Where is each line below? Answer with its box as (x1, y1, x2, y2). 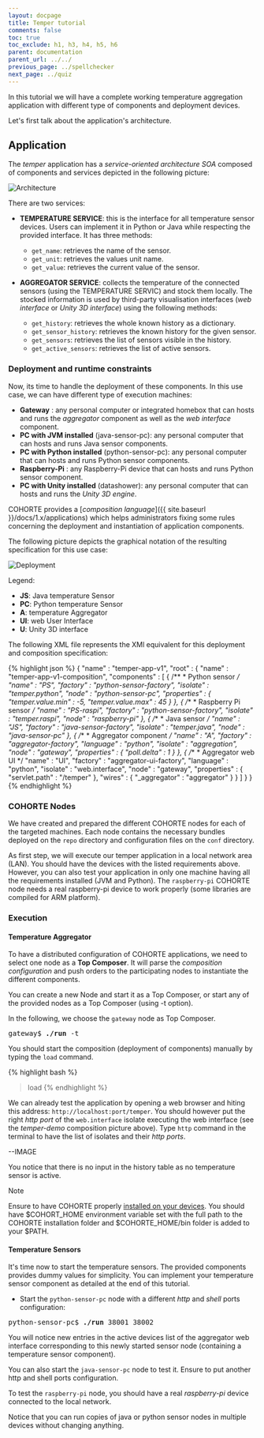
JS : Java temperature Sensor (19, 590, 115, 600)
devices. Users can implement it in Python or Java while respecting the (19, 222, 251, 232)
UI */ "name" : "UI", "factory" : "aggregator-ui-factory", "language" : (8, 755, 229, 765)
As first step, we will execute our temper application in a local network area (8, 851, 252, 860)
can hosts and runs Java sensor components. (19, 439, 168, 448)
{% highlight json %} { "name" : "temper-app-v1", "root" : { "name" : (8, 663, 229, 672)
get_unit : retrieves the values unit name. (31, 254, 164, 264)
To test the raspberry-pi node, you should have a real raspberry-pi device (8, 1388, 250, 1398)
